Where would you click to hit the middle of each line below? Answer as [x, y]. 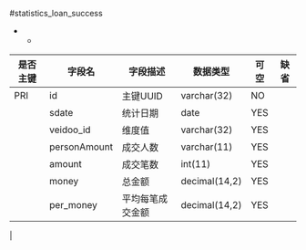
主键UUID [143, 96]
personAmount [82, 147]
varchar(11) [207, 147]
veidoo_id [70, 130]
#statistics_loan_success [56, 13]
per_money [74, 205]
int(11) [196, 164]
